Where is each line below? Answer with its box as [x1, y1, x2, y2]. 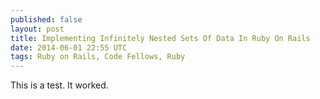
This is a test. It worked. [10, 79, 109, 91]
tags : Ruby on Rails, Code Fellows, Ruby [10, 52, 186, 62]
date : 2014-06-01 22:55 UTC [10, 42, 128, 53]
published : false [10, 14, 83, 25]
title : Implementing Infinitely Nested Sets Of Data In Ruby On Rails [10, 33, 311, 43]
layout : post [10, 24, 65, 34]
